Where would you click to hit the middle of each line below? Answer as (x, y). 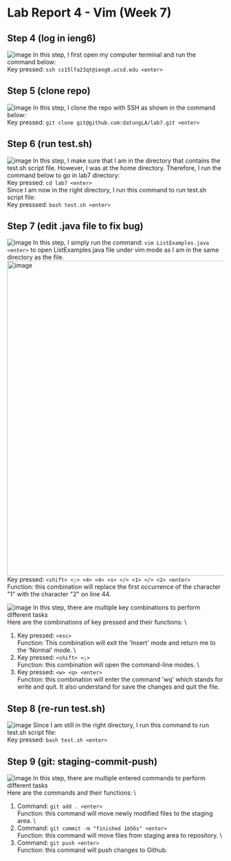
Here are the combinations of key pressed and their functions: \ (97, 622)
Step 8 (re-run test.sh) (56, 708)
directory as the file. (35, 257)
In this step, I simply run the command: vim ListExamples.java (121, 243)
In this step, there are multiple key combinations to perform (117, 607)
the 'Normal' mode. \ (46, 650)
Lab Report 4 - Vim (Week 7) (89, 13)
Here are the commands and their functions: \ (71, 793)
